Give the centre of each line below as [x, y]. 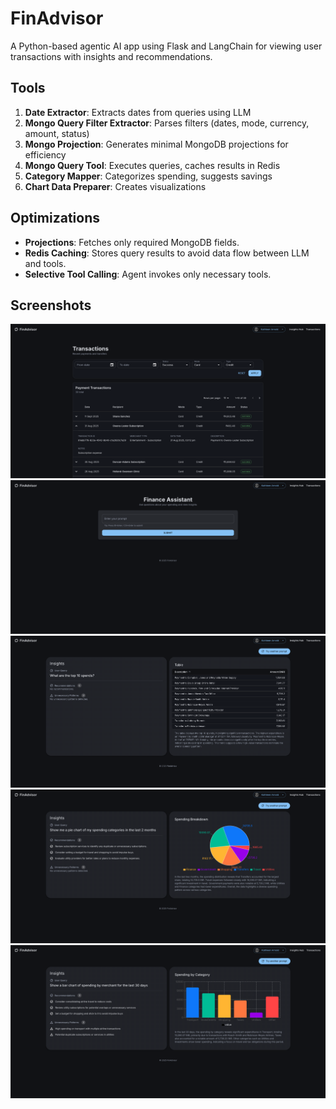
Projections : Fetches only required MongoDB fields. [132, 242]
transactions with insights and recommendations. [111, 56]
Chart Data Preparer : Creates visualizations [115, 186]
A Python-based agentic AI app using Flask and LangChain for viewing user [166, 46]
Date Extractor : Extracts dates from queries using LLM [138, 112]
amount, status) [57, 133]
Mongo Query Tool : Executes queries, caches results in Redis [152, 165]
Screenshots [51, 305]
